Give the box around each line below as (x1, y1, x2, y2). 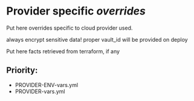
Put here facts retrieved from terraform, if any (6, 47, 120, 55)
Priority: (6, 65, 38, 76)
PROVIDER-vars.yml (15, 88, 65, 95)
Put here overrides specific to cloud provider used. (6, 24, 133, 31)
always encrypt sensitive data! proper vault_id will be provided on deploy (6, 36, 189, 43)
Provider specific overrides (6, 4, 146, 18)
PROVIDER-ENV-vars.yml (15, 81, 79, 88)
